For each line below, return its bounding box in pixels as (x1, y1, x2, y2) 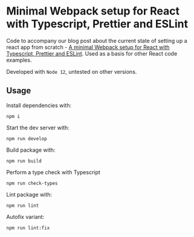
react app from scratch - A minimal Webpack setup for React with (6, 44, 170, 51)
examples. (6, 56, 32, 63)
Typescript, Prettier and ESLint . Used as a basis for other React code (6, 50, 178, 57)
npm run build (6, 158, 42, 164)
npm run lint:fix (6, 225, 50, 231)
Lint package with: (6, 190, 53, 198)
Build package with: (6, 146, 56, 154)
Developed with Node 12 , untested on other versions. (6, 68, 137, 75)
